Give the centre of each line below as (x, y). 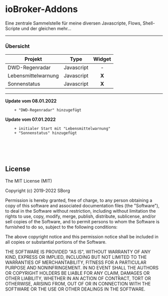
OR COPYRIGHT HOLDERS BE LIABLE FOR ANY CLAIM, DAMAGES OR (77, 273)
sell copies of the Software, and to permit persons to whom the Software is (82, 222)
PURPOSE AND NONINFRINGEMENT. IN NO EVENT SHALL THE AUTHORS (82, 268)
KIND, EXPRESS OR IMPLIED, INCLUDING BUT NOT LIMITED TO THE (76, 257)
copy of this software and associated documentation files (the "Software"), (82, 206)
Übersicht (17, 46)
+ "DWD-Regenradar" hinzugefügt (48, 110)
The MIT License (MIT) (29, 181)
